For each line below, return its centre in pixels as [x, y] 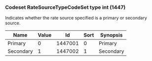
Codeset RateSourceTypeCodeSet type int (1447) [65, 7]
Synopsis [112, 35]
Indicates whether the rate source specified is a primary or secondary [76, 18]
